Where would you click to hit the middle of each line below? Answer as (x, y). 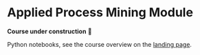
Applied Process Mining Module (100, 13)
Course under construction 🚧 (49, 31)
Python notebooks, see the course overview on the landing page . (100, 44)
